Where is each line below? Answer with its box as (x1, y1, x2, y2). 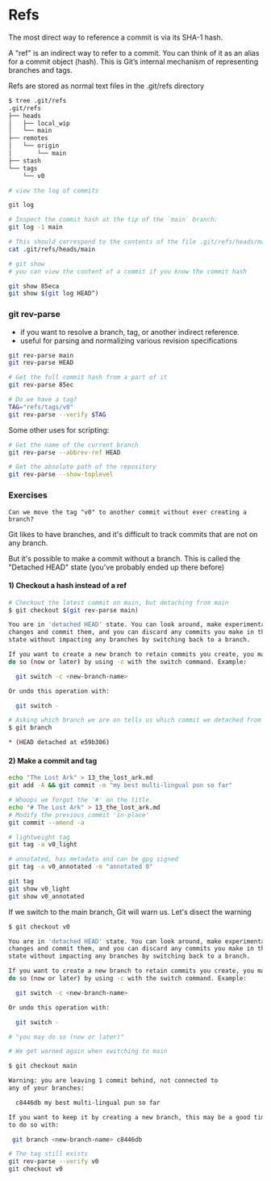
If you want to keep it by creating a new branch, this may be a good (8, 1113, 251, 1121)
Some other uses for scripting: (8, 425, 110, 434)
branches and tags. (8, 65, 73, 74)
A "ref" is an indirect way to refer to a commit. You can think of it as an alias (8, 48, 260, 57)
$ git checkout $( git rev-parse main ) (8, 606, 139, 614)
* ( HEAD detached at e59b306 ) (8, 739, 110, 747)
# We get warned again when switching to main (8, 1048, 168, 1056)
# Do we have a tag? (8, 396, 78, 404)
